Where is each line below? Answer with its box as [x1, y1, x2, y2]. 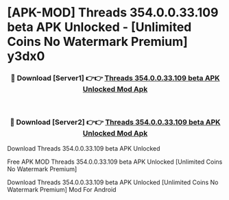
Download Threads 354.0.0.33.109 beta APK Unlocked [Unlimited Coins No [7, 178, 219, 186]
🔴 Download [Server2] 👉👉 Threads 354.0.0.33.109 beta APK [10, 118, 221, 127]
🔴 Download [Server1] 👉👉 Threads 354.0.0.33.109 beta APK [10, 73, 220, 83]
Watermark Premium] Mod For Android [7, 185, 117, 193]
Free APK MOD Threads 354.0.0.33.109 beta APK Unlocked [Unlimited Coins [7, 158, 223, 166]
